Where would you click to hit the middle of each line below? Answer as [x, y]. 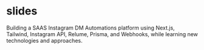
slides [22, 11]
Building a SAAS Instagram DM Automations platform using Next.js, [91, 28]
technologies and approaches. [44, 40]
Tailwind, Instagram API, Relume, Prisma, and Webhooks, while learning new [102, 34]
